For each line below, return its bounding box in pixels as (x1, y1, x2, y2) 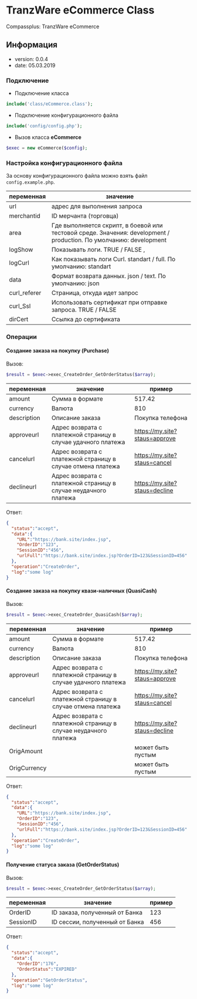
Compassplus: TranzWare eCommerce (6, 23, 100, 30)
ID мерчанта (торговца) (51, 212, 119, 220)
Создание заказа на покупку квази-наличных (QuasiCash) (6, 587, 157, 594)
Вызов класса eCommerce (14, 133, 81, 141)
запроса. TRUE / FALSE (51, 306, 117, 314)
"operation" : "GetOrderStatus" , (11, 977, 88, 983)
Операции (6, 333, 37, 341)
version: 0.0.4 (14, 55, 48, 62)
